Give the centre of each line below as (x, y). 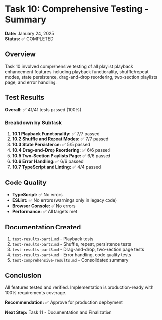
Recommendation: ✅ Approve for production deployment (64, 302)
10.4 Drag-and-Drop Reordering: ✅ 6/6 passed (61, 150)
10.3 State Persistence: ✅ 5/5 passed (51, 144)
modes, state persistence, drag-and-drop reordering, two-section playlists (81, 77)
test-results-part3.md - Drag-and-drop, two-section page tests (78, 250)
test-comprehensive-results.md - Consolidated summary (70, 260)
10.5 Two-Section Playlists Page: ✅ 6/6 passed (61, 156)
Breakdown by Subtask (33, 123)
